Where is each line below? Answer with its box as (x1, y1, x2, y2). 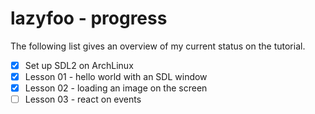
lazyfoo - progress (10, 7, 168, 30)
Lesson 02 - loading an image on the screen (24, 82, 208, 94)
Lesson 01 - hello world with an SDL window (24, 71, 208, 82)
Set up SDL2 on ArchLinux (24, 59, 134, 71)
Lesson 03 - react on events (24, 93, 142, 106)
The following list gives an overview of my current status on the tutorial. (10, 40, 306, 52)
